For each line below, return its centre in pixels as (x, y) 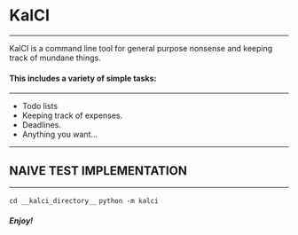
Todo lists (40, 106)
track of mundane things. (55, 58)
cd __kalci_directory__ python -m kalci (84, 200)
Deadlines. (42, 125)
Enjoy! (21, 220)
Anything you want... (60, 135)
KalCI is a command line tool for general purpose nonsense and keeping (141, 48)
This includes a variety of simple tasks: (83, 78)
